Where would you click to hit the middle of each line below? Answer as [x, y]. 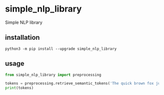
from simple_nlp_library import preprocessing [53, 75]
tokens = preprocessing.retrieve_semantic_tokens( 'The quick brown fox [79, 83]
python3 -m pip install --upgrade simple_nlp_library [61, 49]
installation [22, 38]
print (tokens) [20, 88]
